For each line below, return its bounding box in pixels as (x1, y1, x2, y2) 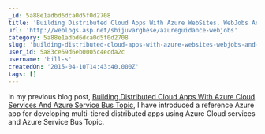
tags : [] (8, 70, 37, 78)
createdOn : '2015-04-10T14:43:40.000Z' (8, 63, 140, 71)
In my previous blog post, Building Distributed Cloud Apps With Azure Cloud (8, 91, 256, 101)
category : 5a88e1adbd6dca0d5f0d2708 (8, 33, 129, 42)
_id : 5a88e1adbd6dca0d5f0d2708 (8, 11, 111, 20)
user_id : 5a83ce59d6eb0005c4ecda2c (8, 48, 125, 56)
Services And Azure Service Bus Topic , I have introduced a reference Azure (8, 100, 255, 110)
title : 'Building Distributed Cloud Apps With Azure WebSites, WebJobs (8, 19, 248, 27)
